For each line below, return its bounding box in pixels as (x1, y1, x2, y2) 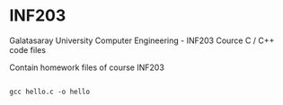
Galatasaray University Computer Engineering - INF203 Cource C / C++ (9, 35, 275, 46)
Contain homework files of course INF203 (9, 62, 164, 73)
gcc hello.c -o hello (9, 87, 91, 96)
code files (9, 44, 47, 55)
